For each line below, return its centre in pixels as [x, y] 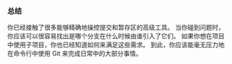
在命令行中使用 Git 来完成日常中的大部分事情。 [75, 54]
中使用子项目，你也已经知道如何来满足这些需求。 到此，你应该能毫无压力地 [116, 45]
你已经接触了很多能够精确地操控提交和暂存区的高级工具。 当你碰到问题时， [116, 27]
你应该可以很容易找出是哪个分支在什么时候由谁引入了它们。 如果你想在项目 [116, 36]
